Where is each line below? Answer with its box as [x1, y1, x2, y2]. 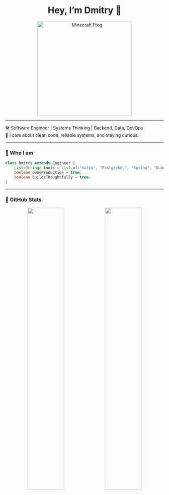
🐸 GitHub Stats [5, 196, 42, 203]
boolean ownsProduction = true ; [14, 170, 82, 175]
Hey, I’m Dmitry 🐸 [47, 5, 122, 16]
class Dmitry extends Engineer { [5, 161, 75, 166]
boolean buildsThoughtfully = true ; [14, 174, 92, 180]
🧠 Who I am [5, 149, 34, 156]
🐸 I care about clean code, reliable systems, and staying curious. [5, 132, 139, 138]
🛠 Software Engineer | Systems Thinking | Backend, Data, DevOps [5, 125, 143, 131]
